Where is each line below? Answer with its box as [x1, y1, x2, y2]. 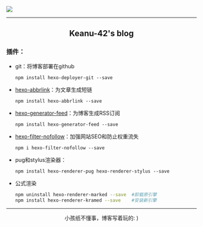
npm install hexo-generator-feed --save [14, 121, 118, 127]
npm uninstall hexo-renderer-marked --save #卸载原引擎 [14, 191, 157, 197]
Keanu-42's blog [69, 28, 134, 39]
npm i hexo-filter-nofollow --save [14, 145, 105, 151]
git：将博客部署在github [14, 62, 75, 69]
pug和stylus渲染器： [14, 156, 66, 163]
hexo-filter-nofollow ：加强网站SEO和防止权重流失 [14, 133, 139, 140]
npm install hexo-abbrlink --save [14, 98, 102, 104]
